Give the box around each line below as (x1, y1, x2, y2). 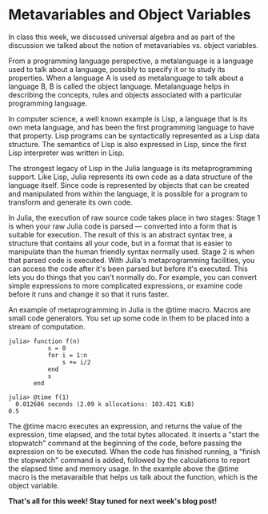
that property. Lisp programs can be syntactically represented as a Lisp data (8, 130, 260, 141)
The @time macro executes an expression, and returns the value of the (8, 421, 242, 431)
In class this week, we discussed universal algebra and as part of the (8, 32, 236, 42)
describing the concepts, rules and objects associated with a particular (8, 90, 242, 99)
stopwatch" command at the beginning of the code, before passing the (8, 438, 242, 448)
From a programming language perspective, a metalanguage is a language (8, 56, 254, 66)
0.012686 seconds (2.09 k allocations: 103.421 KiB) (15, 400, 195, 408)
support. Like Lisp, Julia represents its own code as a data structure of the (8, 172, 254, 181)
